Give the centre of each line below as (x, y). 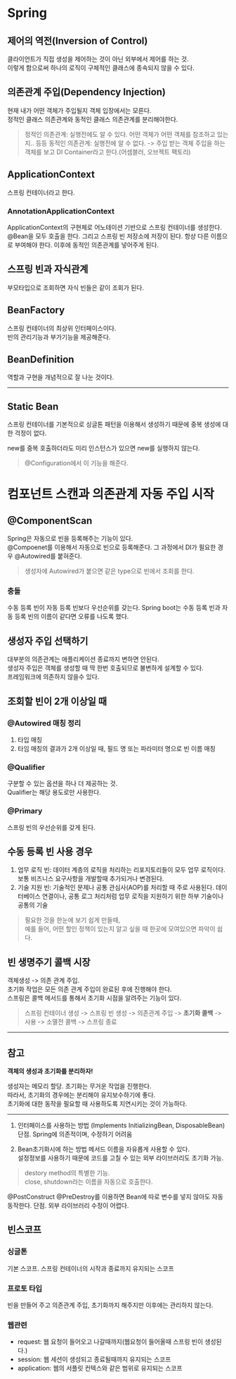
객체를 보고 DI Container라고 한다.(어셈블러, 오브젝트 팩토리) (107, 152)
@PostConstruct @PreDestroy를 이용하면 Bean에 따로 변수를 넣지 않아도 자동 (115, 1197)
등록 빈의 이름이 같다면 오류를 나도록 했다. (72, 617)
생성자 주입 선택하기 (48, 641)
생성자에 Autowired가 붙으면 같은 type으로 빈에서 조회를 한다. (109, 571)
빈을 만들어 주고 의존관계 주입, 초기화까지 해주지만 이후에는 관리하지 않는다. (110, 1305)
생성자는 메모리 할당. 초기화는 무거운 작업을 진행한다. (79, 1086)
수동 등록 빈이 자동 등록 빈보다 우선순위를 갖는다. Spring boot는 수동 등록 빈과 (114, 608)
